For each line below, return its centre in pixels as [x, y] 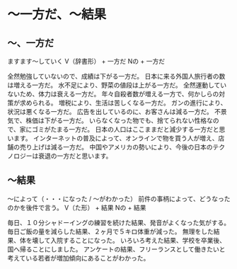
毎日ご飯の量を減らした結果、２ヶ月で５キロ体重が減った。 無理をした [110, 231]
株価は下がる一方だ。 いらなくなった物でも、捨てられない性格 [116, 120]
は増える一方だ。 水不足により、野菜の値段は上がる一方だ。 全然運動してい [117, 85]
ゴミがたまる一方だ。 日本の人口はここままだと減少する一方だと [125, 129]
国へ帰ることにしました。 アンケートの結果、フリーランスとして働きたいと [116, 249]
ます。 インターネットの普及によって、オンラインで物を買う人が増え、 [116, 138]
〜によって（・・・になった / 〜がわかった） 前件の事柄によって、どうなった [119, 198]
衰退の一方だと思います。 [75, 156]
